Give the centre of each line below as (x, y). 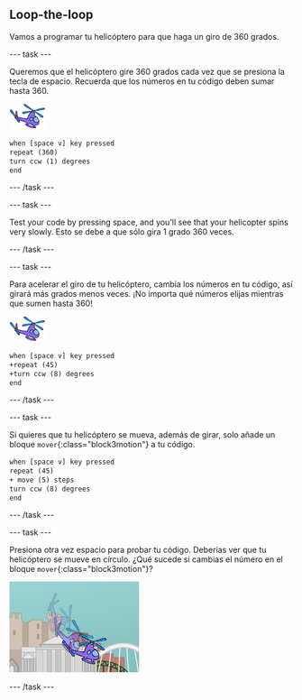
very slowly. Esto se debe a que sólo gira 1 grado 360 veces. (122, 231)
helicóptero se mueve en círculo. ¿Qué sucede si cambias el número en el (146, 559)
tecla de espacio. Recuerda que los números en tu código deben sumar (142, 81)
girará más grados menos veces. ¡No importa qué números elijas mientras (146, 293)
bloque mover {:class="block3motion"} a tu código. (102, 444)
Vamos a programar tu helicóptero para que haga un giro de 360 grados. (144, 36)
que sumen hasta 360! (51, 303)
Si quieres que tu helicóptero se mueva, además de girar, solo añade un (142, 434)
